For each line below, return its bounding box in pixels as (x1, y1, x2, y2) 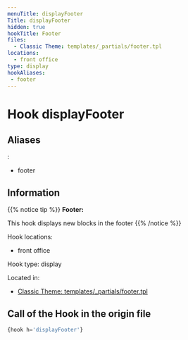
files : (7, 37, 27, 44)
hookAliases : (7, 69, 46, 76)
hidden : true (7, 23, 46, 30)
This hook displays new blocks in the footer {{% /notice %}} (7, 219, 182, 227)
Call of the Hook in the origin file (7, 308, 151, 320)
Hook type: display (7, 260, 62, 268)
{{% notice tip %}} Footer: (7, 206, 84, 214)
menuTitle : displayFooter (7, 10, 83, 18)
